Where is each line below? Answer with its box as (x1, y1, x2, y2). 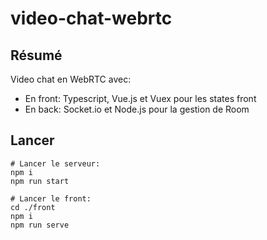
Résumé (10, 47, 63, 64)
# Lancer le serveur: (10, 158, 101, 169)
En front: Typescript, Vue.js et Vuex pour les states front (24, 93, 257, 104)
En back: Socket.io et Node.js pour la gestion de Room (24, 103, 250, 115)
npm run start (10, 176, 70, 186)
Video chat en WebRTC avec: (10, 73, 132, 85)
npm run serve (10, 220, 70, 230)
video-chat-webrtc (10, 7, 173, 30)
